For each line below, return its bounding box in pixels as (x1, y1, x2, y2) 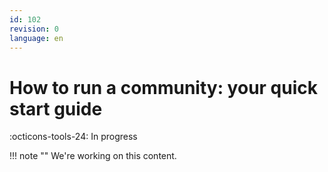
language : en (9, 33, 64, 43)
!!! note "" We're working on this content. (9, 150, 177, 162)
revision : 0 (9, 24, 59, 34)
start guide (9, 97, 103, 120)
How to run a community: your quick (9, 76, 318, 99)
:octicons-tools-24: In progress (9, 131, 138, 143)
